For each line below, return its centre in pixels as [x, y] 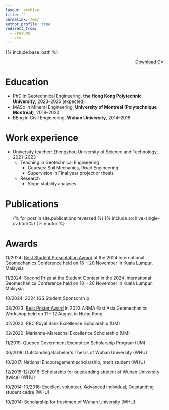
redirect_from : [21, 29]
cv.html [20, 223]
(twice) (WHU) [20, 377]
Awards [22, 243]
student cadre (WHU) [27, 392]
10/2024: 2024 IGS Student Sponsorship [47, 298]
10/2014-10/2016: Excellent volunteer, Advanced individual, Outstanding [80, 387]
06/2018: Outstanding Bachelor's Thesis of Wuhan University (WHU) [76, 352]
